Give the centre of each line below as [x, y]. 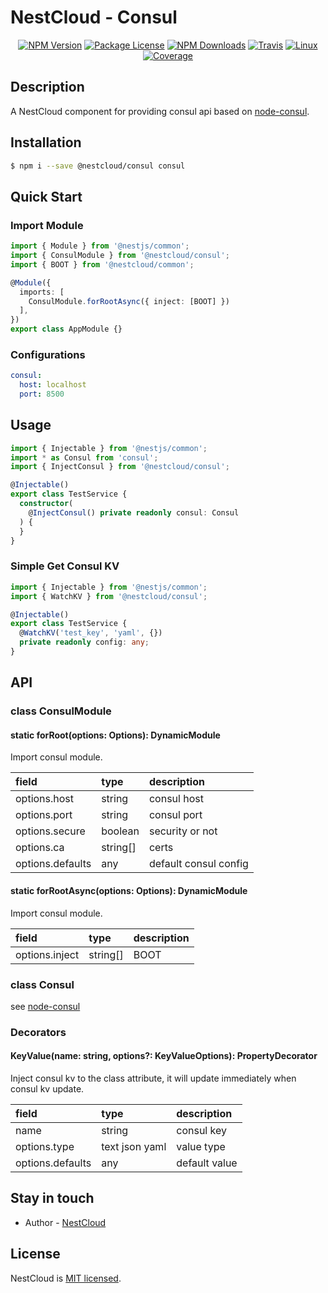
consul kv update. [47, 1089]
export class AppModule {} [66, 329]
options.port [44, 815]
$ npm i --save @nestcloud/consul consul [98, 166]
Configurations [48, 354]
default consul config [198, 864]
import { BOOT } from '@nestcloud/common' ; [102, 264]
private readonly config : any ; [84, 642]
